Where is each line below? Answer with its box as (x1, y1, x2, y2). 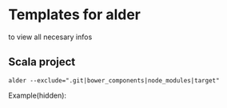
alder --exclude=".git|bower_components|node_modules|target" (8, 76, 220, 85)
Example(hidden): (8, 90, 66, 100)
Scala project (8, 55, 76, 69)
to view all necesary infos (8, 32, 93, 42)
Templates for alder (8, 6, 141, 24)
